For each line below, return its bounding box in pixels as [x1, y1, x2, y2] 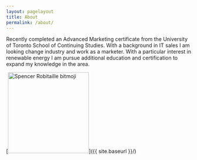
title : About [6, 14, 38, 20]
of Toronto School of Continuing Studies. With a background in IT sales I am [6, 42, 190, 49]
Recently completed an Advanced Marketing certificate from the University [6, 36, 188, 43]
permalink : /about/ [6, 19, 54, 25]
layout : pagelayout [6, 8, 54, 15]
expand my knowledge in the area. [6, 61, 90, 68]
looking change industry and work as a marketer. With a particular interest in [6, 48, 191, 55]
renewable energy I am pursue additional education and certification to [6, 54, 178, 62]
